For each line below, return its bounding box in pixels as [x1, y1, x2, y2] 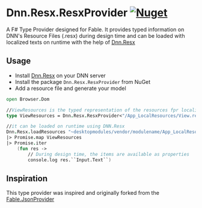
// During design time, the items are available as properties [28, 151, 189, 157]
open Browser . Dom [6, 96, 50, 102]
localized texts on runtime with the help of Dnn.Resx [6, 38, 135, 46]
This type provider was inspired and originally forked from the [6, 189, 159, 197]
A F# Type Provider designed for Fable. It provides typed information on [6, 26, 185, 33]
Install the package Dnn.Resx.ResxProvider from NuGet [14, 78, 151, 85]
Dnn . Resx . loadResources [6, 129, 66, 135]
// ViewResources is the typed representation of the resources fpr [6, 107, 179, 113]
